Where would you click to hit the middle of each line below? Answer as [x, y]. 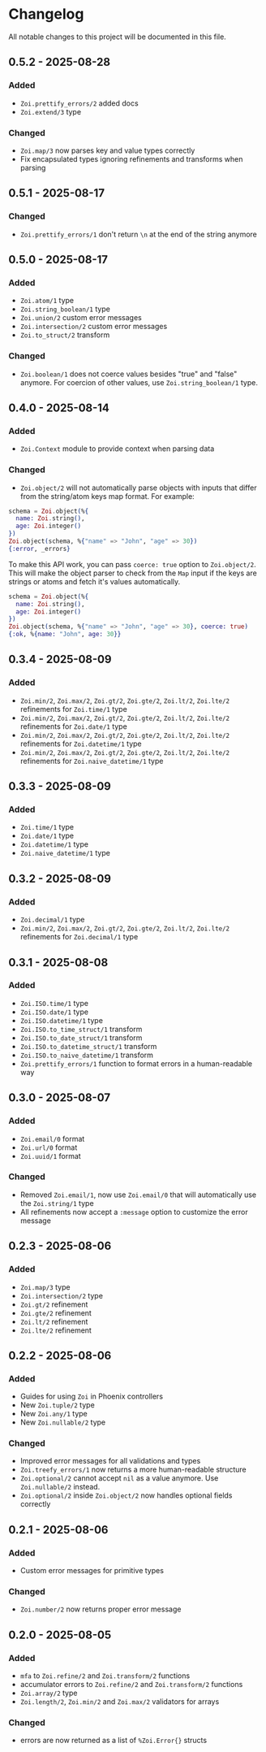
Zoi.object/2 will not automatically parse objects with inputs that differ [138, 488]
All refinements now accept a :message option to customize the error [134, 1212]
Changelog [46, 14]
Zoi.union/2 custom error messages [81, 318]
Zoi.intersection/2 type [62, 1295]
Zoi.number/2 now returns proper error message [101, 1609]
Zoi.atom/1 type [47, 301]
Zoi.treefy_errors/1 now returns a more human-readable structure [133, 1470]
